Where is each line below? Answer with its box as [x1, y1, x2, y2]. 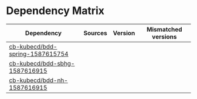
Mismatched [146, 25, 183, 33]
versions [152, 32, 177, 40]
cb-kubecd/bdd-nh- [9, 76, 69, 84]
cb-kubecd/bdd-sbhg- [9, 59, 75, 67]
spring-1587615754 [9, 50, 69, 58]
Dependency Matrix [6, 4, 104, 18]
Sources [83, 29, 107, 37]
